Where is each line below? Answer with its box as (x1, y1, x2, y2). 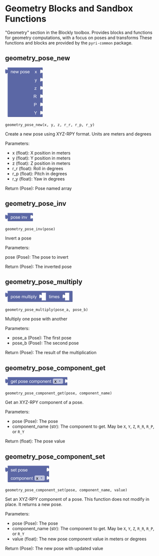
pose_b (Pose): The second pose (12, 340, 79, 346)
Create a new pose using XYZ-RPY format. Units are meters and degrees (5, 131, 152, 137)
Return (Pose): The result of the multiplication (5, 350, 97, 356)
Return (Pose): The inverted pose (5, 264, 72, 269)
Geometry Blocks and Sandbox (5, 3, 133, 14)
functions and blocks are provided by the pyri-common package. (5, 40, 133, 45)
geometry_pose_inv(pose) (5, 226, 56, 231)
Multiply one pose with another (5, 316, 68, 322)
